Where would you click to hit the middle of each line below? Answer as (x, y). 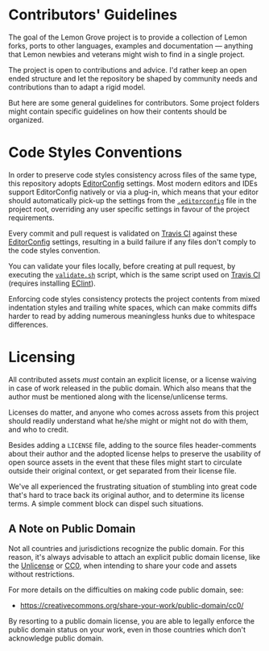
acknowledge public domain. (56, 638)
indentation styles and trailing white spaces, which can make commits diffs (133, 307)
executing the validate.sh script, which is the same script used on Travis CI (134, 274)
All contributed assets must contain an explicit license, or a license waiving (132, 379)
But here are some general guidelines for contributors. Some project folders (134, 102)
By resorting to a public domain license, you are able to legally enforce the (132, 621)
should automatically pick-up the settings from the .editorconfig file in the (132, 200)
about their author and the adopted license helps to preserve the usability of (135, 453)
